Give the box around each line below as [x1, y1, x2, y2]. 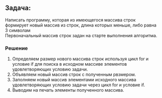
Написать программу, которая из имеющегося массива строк [5, 17, 136, 23]
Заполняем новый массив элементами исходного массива [12, 77, 137, 83]
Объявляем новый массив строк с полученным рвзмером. [12, 72, 136, 77]
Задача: [5, 4, 31, 12]
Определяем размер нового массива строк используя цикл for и [12, 56, 149, 62]
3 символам [5, 27, 31, 33]
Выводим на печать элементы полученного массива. [12, 87, 124, 93]
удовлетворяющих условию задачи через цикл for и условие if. [12, 82, 145, 88]
